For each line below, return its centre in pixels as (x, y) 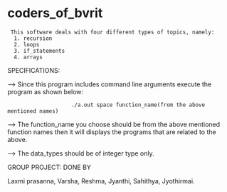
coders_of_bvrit (55, 13)
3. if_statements (39, 51)
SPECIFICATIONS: (34, 70)
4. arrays (28, 57)
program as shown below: (46, 91)
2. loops (27, 44)
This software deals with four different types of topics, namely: (112, 32)
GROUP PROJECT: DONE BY (49, 167)
